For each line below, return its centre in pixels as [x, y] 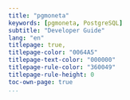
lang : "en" [26, 38]
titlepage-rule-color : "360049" [62, 67]
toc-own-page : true [41, 82]
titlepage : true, [37, 45]
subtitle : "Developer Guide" [57, 30]
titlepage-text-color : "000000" [62, 60]
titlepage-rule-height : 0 [51, 75]
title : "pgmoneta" [39, 15]
